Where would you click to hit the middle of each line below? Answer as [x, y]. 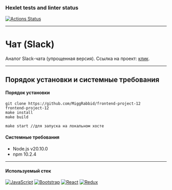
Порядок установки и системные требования [82, 79]
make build [17, 117]
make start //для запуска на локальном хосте [55, 126]
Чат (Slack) [30, 44]
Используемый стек [28, 170]
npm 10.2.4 [25, 154]
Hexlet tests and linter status [42, 8]
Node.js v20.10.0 [30, 149]
